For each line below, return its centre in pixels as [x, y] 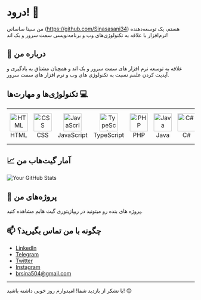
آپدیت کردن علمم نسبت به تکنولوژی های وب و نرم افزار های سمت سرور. [88, 75]
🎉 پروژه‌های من [32, 197]
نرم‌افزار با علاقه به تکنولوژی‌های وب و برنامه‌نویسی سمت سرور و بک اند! [87, 35]
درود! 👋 [23, 12]
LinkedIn [26, 248]
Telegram [27, 254]
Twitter [24, 261]
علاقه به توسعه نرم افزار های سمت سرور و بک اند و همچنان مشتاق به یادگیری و [95, 68]
